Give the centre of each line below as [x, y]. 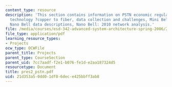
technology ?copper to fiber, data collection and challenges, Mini [84, 19]
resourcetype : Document [31, 67]
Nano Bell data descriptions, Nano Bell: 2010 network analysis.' [82, 24]
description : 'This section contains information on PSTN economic [79, 15]
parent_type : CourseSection [35, 58]
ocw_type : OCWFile [25, 48]
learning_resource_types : [33, 39]
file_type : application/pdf [35, 34]
